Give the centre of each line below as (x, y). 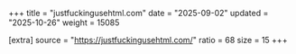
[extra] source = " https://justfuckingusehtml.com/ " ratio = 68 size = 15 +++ (148, 40)
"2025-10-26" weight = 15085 (64, 22)
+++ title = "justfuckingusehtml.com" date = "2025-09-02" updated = (139, 13)
